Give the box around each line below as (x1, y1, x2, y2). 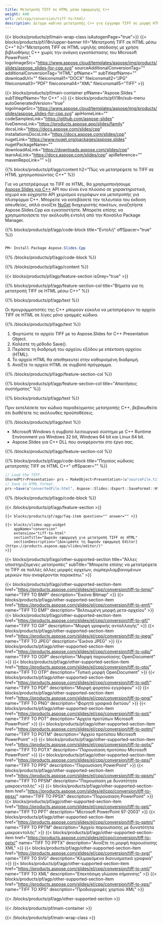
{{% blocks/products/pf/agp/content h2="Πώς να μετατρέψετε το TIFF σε (5, 166, 154, 173)
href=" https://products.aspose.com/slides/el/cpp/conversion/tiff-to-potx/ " (5, 742, 154, 747)
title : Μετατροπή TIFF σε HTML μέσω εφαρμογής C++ (5, 7, 110, 12)
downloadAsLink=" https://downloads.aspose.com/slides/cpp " (5, 147, 130, 153)
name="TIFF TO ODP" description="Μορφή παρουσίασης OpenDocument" (5, 653, 156, 659)
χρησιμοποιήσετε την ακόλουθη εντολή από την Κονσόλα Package (5, 212, 141, 218)
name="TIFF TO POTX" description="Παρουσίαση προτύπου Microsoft (5, 746, 147, 752)
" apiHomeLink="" (71, 110, 108, 117)
